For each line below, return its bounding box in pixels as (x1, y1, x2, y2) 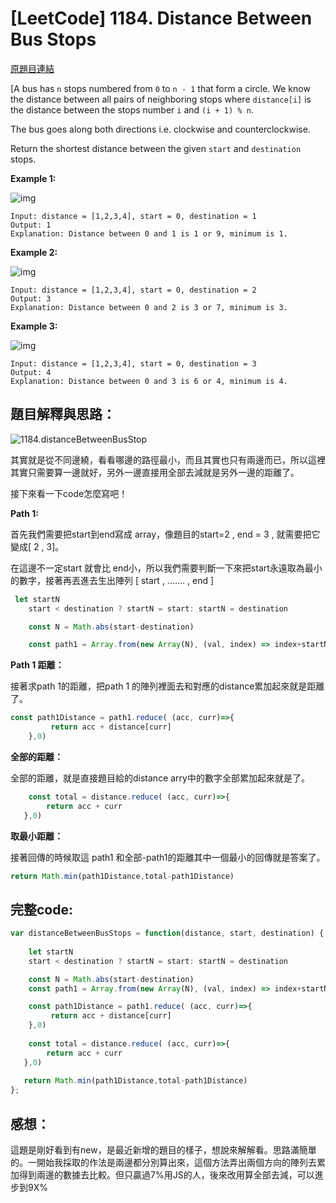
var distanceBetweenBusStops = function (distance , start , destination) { (10, 928, 325, 939)
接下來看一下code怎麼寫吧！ (10, 487, 128, 499)
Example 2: (10, 246, 58, 258)
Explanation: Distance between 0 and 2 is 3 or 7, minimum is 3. (10, 302, 288, 312)
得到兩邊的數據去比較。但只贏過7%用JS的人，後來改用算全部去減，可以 (18, 1169, 315, 1181)
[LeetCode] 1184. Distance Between (10, 7, 313, 30)
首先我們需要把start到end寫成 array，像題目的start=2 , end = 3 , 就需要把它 (10, 528, 321, 540)
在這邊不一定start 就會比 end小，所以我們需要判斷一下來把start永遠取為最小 (10, 562, 323, 574)
